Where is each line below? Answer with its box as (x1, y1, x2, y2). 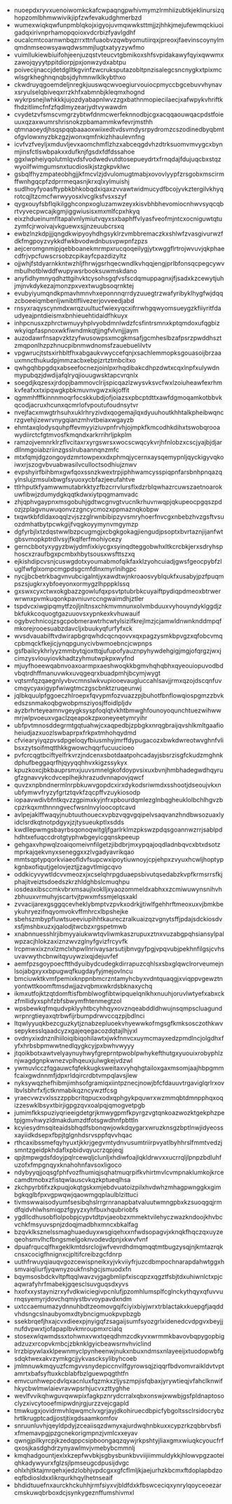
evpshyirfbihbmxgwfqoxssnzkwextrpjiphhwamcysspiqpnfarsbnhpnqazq (13, 468, 223, 476)
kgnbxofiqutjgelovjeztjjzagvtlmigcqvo (13, 862, 123, 871)
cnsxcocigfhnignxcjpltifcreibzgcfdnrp (13, 1250, 123, 1258)
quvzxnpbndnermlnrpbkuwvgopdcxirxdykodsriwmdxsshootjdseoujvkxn (13, 781, 222, 789)
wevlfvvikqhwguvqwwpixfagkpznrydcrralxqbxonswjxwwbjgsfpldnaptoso (13, 1392, 224, 1400)
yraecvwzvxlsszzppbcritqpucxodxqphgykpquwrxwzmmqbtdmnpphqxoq (13, 1094, 224, 1102)
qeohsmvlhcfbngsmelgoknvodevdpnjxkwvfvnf (13, 1235, 149, 1243)
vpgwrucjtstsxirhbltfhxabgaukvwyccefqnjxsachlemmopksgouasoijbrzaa (13, 348, 222, 357)
